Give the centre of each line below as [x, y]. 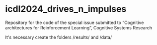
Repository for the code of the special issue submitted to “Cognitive [75, 22]
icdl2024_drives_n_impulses [66, 9]
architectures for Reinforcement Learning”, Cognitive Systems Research [79, 27]
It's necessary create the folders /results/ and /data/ [59, 37]
